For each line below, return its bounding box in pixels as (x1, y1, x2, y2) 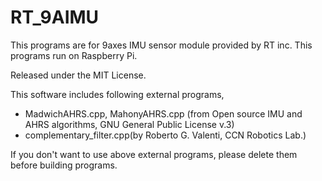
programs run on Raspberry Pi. (10, 49, 138, 61)
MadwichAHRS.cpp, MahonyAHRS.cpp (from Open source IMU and (24, 107, 303, 120)
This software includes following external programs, (10, 88, 225, 100)
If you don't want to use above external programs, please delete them (10, 148, 298, 160)
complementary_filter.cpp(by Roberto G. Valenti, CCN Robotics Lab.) (24, 129, 307, 141)
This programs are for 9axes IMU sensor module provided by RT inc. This (10, 39, 313, 51)
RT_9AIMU (10, 6, 100, 29)
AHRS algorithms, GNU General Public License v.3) (24, 118, 235, 130)
